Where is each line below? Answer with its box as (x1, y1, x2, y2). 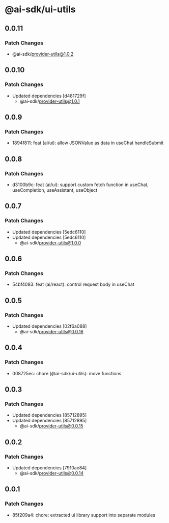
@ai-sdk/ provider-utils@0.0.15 (19, 423, 83, 429)
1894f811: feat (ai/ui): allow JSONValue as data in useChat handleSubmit (12, 140, 164, 146)
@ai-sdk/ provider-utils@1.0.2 (12, 51, 74, 57)
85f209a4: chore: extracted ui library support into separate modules (12, 512, 156, 518)
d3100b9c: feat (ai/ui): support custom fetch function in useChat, (12, 181, 149, 188)
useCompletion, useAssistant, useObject (12, 187, 98, 193)
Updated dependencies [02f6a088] (12, 323, 87, 329)
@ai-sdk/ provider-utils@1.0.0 (19, 239, 81, 246)
